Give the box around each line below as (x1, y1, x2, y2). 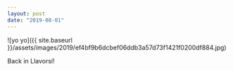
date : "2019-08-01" (7, 17, 65, 24)
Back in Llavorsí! (7, 56, 55, 65)
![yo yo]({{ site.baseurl (7, 35, 73, 44)
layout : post (7, 10, 46, 17)
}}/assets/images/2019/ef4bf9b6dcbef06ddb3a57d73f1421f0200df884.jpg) (7, 43, 227, 52)
